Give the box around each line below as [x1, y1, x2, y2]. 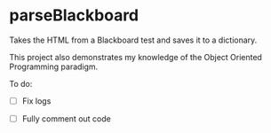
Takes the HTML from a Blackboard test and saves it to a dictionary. [9, 35, 258, 45]
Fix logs [21, 95, 52, 106]
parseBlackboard [9, 5, 139, 26]
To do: [9, 78, 33, 89]
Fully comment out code [21, 113, 111, 124]
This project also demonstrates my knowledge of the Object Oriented [9, 51, 262, 62]
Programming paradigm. [9, 61, 99, 72]
